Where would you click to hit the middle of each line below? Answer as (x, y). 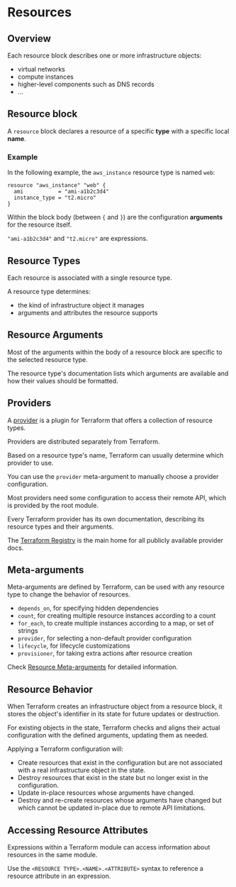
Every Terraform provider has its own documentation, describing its (106, 519)
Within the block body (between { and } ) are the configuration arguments (115, 217)
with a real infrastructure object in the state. (82, 770)
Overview (29, 39)
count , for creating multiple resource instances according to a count (117, 616)
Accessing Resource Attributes (78, 830)
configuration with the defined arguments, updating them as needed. (108, 735)
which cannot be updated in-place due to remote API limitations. (112, 808)
